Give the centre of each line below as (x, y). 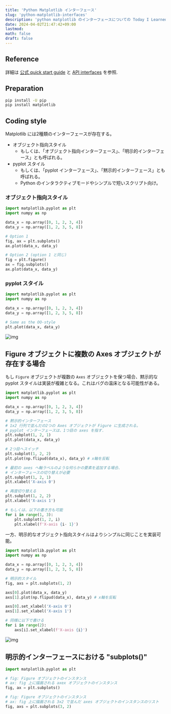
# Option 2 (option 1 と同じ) (36, 255)
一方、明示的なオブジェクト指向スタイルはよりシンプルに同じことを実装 (81, 535)
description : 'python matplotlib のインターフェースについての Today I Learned (86, 19)
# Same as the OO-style (31, 322)
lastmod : (15, 29)
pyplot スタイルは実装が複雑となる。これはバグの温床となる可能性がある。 (84, 383)
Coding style (26, 121)
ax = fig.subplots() (27, 265)
